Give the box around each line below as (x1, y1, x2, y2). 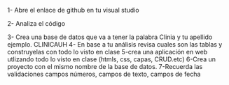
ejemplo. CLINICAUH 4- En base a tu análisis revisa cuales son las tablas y (7, 40, 223, 48)
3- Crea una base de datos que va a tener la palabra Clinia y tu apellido (7, 33, 213, 41)
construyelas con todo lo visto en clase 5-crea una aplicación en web (7, 48, 208, 56)
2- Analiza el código (7, 20, 65, 27)
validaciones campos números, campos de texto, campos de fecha (7, 70, 201, 78)
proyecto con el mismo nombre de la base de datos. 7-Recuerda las (7, 63, 203, 70)
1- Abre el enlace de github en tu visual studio (7, 6, 139, 14)
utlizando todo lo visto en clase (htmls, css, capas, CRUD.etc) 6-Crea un (7, 55, 216, 63)
